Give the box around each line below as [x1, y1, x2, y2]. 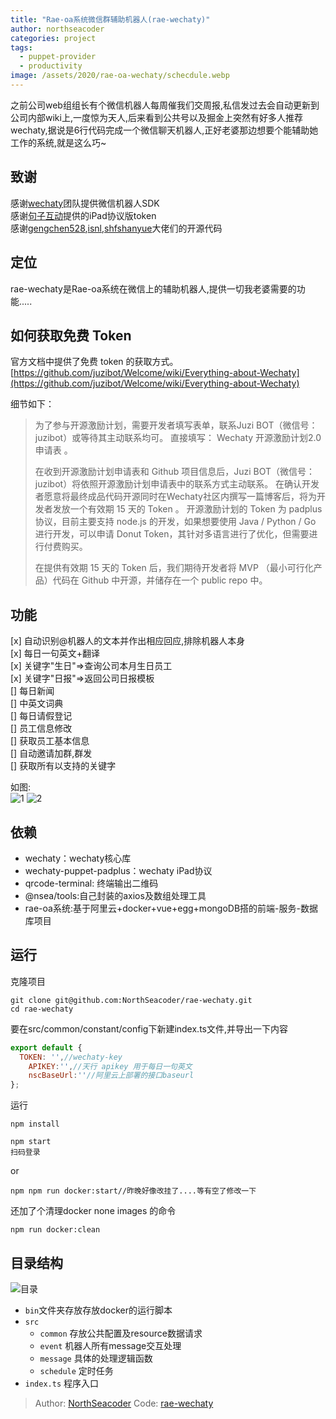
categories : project [10, 33, 97, 43]
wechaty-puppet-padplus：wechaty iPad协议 [24, 864, 213, 876]
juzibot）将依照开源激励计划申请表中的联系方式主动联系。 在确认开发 [34, 478, 320, 490]
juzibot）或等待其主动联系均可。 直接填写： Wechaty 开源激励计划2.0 [34, 432, 322, 444]
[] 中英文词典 [10, 697, 64, 710]
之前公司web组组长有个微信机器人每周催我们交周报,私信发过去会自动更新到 [10, 99, 320, 111]
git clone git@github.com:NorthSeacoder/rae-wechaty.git [10, 995, 253, 1005]
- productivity [19, 61, 83, 71]
